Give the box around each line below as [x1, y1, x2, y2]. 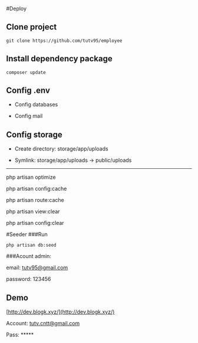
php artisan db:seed [6, 242, 57, 249]
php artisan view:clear [6, 208, 60, 215]
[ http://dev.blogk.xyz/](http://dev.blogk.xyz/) [6, 308, 115, 315]
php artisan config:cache [6, 185, 67, 192]
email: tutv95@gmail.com [6, 264, 68, 271]
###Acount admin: [6, 253, 52, 260]
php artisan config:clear [6, 220, 64, 227]
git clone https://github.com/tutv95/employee [6, 38, 123, 44]
